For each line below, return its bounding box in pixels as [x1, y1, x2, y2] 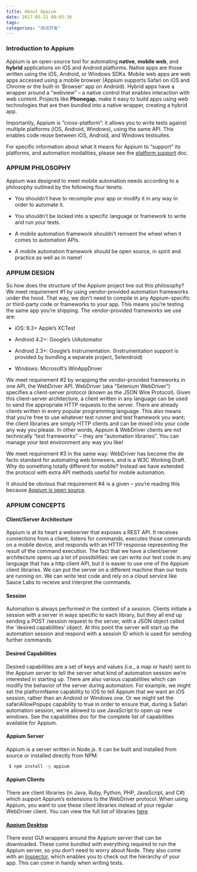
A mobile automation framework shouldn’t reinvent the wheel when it [14, 230, 182, 237]
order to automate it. [14, 201, 65, 208]
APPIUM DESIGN [6, 269, 55, 277]
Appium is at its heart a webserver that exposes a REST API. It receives [6, 529, 178, 536]
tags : [6, 19, 19, 25]
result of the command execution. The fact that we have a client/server [6, 548, 178, 555]
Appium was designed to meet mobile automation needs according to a [6, 177, 179, 184]
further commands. [6, 636, 53, 643]
